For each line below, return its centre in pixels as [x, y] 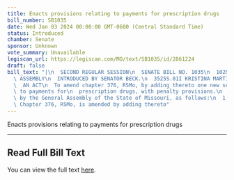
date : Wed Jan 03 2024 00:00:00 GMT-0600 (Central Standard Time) [106, 27]
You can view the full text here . [52, 170]
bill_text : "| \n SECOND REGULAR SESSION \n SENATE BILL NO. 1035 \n [109, 72]
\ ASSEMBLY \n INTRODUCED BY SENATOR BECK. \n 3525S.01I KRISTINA [112, 78]
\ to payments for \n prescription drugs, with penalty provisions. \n [118, 91]
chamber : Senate [31, 40]
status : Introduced [36, 33]
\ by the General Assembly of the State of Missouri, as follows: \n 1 [120, 98]
